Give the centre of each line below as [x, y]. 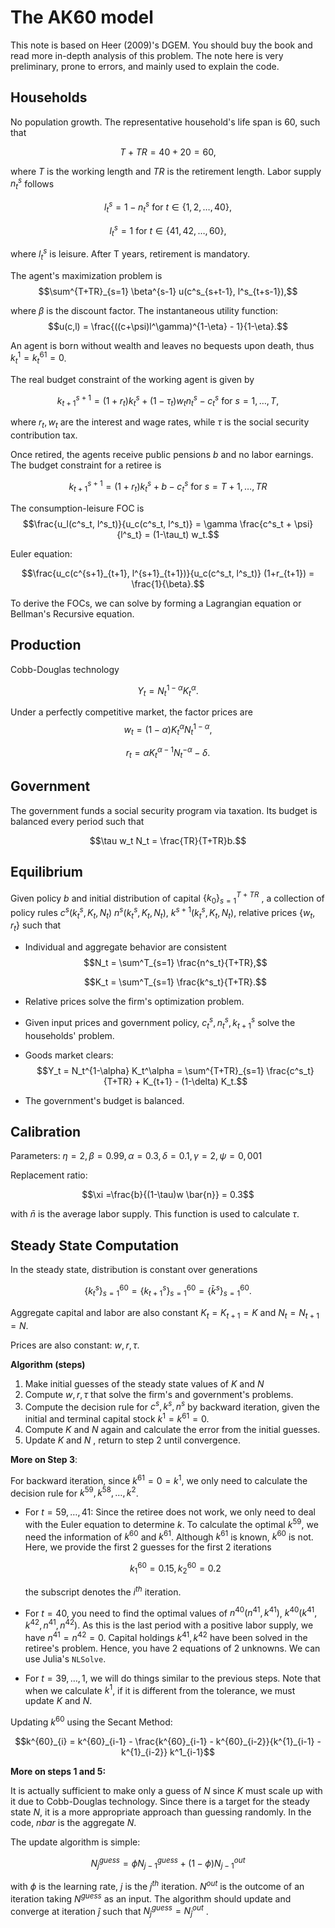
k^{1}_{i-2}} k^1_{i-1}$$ [168, 1752]
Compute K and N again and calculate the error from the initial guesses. [172, 1429]
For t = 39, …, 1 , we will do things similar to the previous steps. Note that [173, 1678]
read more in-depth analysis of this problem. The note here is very [147, 55]
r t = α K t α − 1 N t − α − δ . [168, 753]
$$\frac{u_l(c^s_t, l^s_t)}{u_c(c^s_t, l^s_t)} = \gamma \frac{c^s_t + [157, 523]
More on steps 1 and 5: [58, 1771]
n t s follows [32, 184]
